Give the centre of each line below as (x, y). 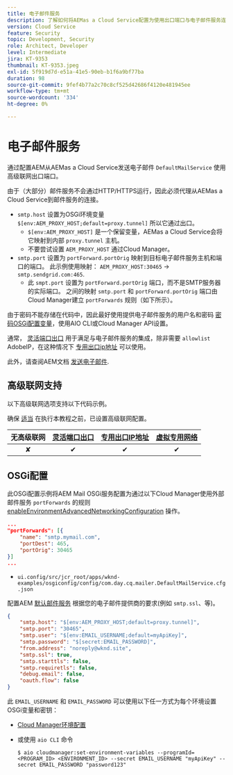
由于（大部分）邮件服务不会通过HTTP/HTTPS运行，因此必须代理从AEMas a (115, 190)
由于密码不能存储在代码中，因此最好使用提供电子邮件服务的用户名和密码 (110, 314)
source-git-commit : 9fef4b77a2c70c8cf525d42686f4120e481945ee (99, 85)
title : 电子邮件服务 (34, 14)
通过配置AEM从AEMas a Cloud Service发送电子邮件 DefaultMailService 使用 (117, 167)
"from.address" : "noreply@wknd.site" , (76, 648)
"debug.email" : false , (52, 674)
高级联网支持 (35, 385)
